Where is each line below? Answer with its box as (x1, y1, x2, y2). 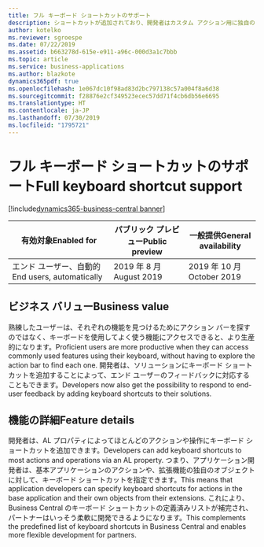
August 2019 (113, 271, 163, 282)
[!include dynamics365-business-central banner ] (8, 204, 166, 213)
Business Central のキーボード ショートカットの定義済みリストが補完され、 (8, 503, 253, 512)
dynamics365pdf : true (8, 77, 79, 85)
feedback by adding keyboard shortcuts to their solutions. (24, 389, 212, 398)
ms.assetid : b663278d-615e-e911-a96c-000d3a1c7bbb (8, 48, 178, 56)
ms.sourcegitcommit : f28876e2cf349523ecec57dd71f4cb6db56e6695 (8, 92, 220, 100)
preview (131, 246, 163, 257)
